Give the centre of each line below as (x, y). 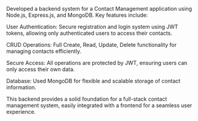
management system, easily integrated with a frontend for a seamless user (99, 105)
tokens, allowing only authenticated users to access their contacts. (89, 33)
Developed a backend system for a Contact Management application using (99, 9)
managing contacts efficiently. (44, 51)
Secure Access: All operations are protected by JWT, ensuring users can (97, 63)
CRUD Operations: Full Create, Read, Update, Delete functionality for (91, 45)
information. (21, 87)
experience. (21, 112)
